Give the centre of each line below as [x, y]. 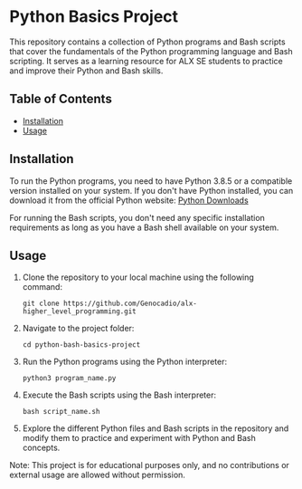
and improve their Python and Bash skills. [86, 71]
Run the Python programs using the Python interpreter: [125, 362]
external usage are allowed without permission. [97, 475]
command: [42, 287]
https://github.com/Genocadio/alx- [130, 304]
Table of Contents [61, 99]
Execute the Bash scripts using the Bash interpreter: [119, 395]
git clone [41, 304]
